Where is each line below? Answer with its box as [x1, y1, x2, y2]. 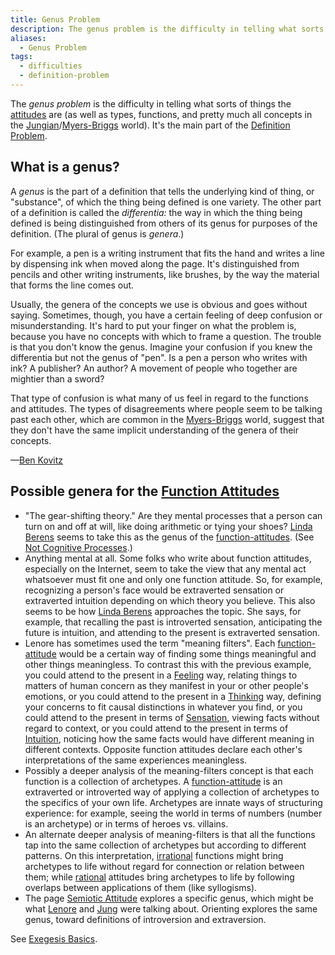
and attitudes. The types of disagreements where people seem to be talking [10, 402, 323, 415]
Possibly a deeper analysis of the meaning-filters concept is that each [24, 764, 314, 776]
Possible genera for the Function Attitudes [10, 483, 280, 500]
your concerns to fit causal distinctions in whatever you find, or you [24, 701, 303, 713]
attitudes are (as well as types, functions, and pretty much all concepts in [10, 108, 313, 120]
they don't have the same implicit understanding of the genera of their [10, 424, 300, 436]
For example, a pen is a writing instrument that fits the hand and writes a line [10, 247, 326, 259]
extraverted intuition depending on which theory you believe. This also [24, 594, 316, 606]
